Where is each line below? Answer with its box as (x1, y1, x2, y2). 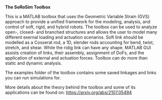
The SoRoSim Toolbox (5, 4, 51, 10)
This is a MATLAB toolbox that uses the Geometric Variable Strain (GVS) (5, 14, 150, 19)
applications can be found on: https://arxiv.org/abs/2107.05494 (5, 90, 132, 95)
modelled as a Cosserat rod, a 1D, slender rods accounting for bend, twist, (5, 40, 154, 45)
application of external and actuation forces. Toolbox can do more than (5, 55, 148, 60)
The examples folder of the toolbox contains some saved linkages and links (5, 70, 157, 75)
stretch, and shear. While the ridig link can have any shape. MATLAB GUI (5, 45, 151, 50)
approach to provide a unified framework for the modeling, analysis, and (5, 19, 150, 24)
